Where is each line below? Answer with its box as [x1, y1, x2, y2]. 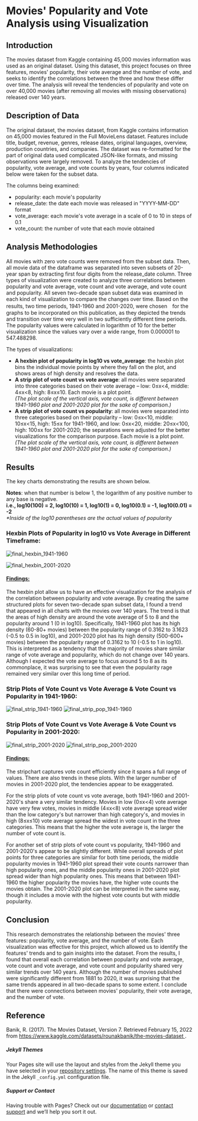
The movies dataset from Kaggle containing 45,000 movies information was [6, 56, 191, 63]
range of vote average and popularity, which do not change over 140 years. [6, 651, 190, 658]
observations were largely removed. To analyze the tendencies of [6, 158, 165, 165]
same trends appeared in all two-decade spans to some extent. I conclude [6, 981, 187, 988]
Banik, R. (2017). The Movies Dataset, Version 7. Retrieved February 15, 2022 [6, 1026, 193, 1033]
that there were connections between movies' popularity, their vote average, [6, 987, 192, 994]
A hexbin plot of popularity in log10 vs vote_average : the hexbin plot [14, 357, 184, 364]
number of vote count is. [6, 829, 66, 836]
